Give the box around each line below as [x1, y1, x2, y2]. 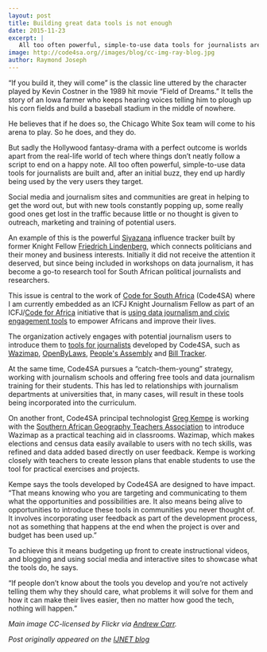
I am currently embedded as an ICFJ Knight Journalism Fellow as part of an [8, 299, 255, 308]
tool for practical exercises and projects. [8, 464, 141, 473]
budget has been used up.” [8, 530, 97, 540]
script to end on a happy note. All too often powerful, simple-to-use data [8, 159, 246, 169]
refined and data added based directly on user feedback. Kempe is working [8, 447, 256, 457]
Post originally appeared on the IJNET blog [8, 634, 150, 644]
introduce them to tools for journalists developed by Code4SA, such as [8, 340, 241, 349]
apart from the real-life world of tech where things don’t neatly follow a [8, 151, 241, 160]
